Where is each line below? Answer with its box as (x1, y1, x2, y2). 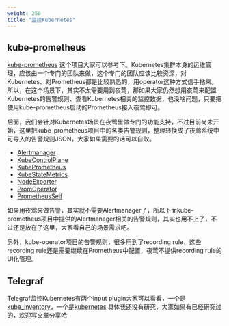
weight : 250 (7, 10, 41, 17)
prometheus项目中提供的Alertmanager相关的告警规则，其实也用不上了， (7, 215, 211, 223)
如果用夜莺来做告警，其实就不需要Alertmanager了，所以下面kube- (7, 206, 194, 215)
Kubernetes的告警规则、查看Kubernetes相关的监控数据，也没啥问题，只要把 (7, 95, 222, 103)
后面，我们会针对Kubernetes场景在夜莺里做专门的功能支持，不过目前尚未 (7, 118, 213, 126)
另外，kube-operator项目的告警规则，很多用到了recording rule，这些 (7, 238, 202, 246)
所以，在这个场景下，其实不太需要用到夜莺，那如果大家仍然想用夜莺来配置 (7, 86, 217, 94)
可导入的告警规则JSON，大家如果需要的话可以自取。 (7, 135, 156, 144)
